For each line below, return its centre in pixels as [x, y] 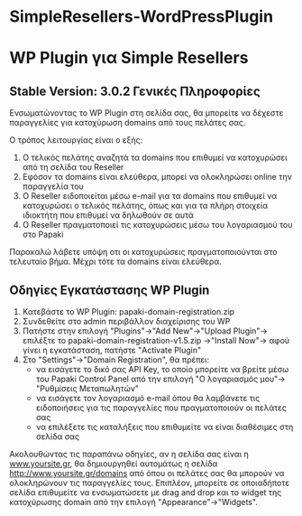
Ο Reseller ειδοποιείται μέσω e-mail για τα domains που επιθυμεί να [150, 196]
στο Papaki [43, 235]
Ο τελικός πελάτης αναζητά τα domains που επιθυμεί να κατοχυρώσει [155, 158]
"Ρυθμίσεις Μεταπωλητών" [87, 389]
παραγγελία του [53, 186]
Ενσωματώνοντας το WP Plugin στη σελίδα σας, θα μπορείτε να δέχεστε [146, 113]
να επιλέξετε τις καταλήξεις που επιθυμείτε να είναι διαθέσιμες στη [165, 427]
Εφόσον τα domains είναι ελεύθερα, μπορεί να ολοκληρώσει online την [157, 177]
